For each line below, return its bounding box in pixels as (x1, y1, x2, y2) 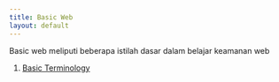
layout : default (9, 21, 69, 30)
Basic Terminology (21, 63, 90, 73)
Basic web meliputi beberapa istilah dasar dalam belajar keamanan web (9, 45, 270, 56)
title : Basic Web (9, 12, 74, 22)
